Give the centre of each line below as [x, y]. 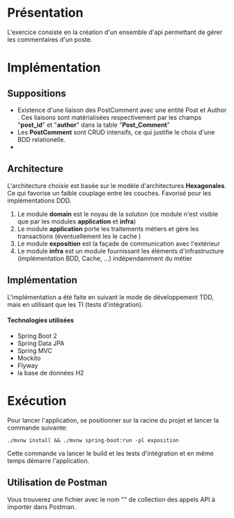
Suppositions [37, 93]
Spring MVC [35, 350]
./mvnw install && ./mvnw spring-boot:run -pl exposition [93, 440]
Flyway [28, 365]
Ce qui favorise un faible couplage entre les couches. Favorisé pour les [109, 193]
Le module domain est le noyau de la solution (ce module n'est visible [117, 214]
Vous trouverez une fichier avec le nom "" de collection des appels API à [111, 499]
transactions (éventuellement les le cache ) [79, 236]
